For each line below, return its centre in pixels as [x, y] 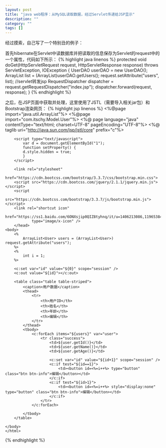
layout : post [19, 10]
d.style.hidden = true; [47, 152]
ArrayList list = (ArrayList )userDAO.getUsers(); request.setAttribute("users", [82, 76]
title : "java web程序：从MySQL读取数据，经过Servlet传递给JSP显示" [70, 14]
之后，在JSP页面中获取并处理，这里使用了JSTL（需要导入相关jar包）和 [78, 102]
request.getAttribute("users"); [38, 243]
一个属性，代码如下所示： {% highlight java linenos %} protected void [76, 59]
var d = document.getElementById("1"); [64, 143]
